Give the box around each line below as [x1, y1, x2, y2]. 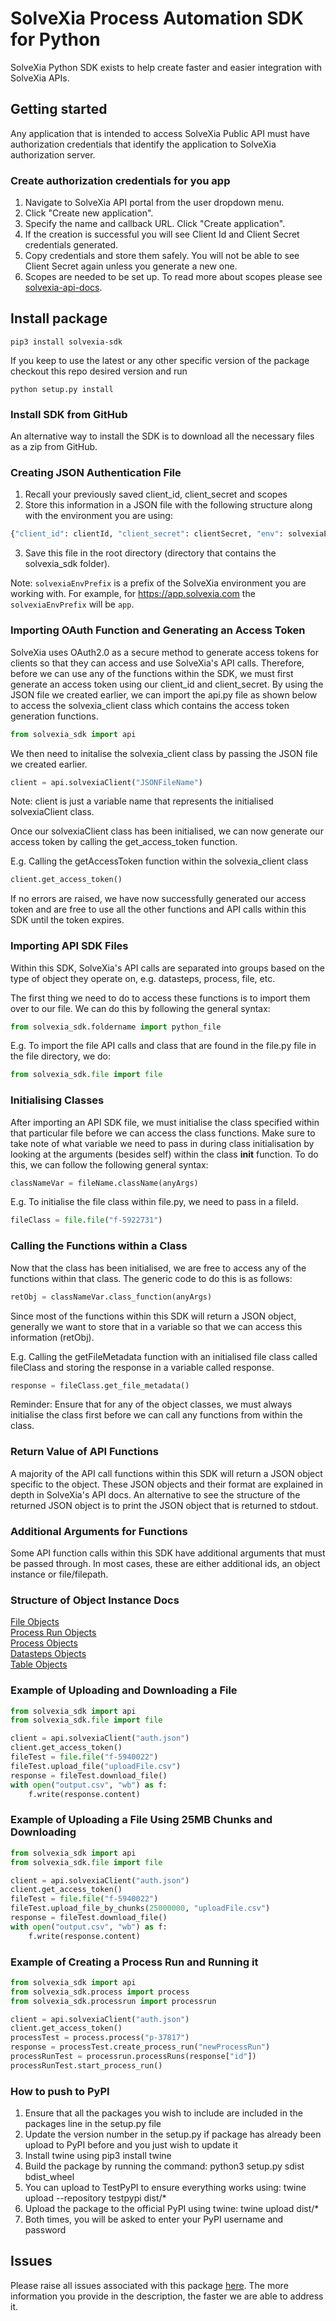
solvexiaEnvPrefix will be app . [10, 598, 135, 611]
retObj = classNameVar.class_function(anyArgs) [10, 1292, 213, 1302]
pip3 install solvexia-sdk [10, 337, 123, 347]
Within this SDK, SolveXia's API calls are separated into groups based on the [10, 962, 325, 974]
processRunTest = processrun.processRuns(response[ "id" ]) [10, 2052, 257, 2062]
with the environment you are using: [24, 510, 173, 522]
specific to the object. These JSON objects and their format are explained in [10, 1478, 324, 1490]
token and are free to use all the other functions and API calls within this [10, 903, 307, 916]
